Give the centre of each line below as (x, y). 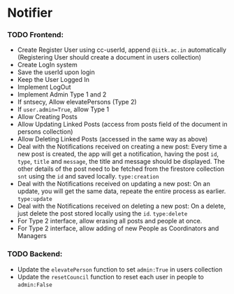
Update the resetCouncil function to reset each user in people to (110, 276)
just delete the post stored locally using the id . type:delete (102, 213)
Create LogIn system (47, 65)
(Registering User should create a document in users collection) (109, 57)
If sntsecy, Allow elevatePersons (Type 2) (77, 102)
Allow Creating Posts (47, 117)
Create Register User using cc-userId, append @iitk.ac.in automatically (122, 50)
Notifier (30, 13)
